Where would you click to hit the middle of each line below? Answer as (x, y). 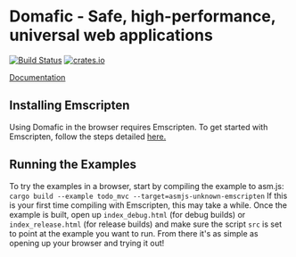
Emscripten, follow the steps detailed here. (88, 137)
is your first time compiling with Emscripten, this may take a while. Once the (148, 205)
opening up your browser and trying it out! (87, 243)
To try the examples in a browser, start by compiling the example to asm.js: (147, 186)
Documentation (37, 77)
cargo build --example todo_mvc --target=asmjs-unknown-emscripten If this (148, 195)
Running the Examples (73, 165)
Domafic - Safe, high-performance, (143, 17)
